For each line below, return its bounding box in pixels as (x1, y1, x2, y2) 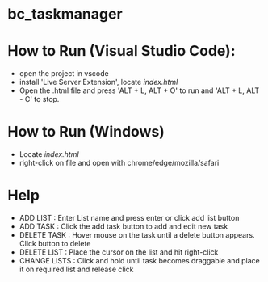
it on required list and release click (19, 264, 134, 274)
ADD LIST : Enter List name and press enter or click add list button (19, 213, 240, 222)
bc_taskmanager (7, 5, 123, 23)
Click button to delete (19, 239, 91, 248)
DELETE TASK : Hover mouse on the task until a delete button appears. (19, 230, 255, 239)
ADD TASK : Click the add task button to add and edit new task (19, 221, 228, 231)
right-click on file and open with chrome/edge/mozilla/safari (19, 158, 220, 168)
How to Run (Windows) (7, 123, 165, 141)
